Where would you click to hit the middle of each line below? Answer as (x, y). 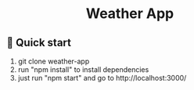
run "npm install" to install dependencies (83, 70)
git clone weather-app (54, 61)
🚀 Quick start (39, 43)
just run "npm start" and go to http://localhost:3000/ (102, 78)
